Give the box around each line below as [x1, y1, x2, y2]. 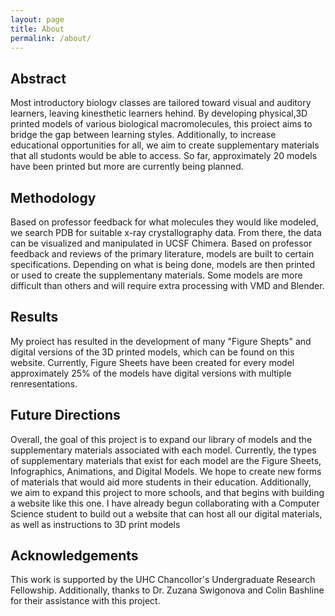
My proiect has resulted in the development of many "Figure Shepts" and [10, 335, 312, 347]
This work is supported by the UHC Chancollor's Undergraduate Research [10, 574, 316, 586]
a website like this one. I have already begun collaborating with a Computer [10, 497, 320, 509]
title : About [10, 24, 65, 34]
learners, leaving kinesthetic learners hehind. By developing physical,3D [10, 107, 308, 120]
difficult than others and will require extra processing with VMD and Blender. [10, 280, 325, 291]
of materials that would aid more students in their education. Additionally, [10, 476, 312, 488]
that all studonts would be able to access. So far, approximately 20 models [10, 150, 318, 162]
